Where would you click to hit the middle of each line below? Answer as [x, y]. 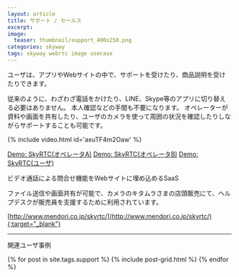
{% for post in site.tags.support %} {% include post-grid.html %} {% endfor [118, 259]
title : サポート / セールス [44, 21]
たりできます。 [29, 83]
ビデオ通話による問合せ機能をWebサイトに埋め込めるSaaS [93, 178]
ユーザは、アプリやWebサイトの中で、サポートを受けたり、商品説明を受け [117, 75]
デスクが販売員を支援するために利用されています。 [88, 202]
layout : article [31, 14]
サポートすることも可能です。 [63, 125]
